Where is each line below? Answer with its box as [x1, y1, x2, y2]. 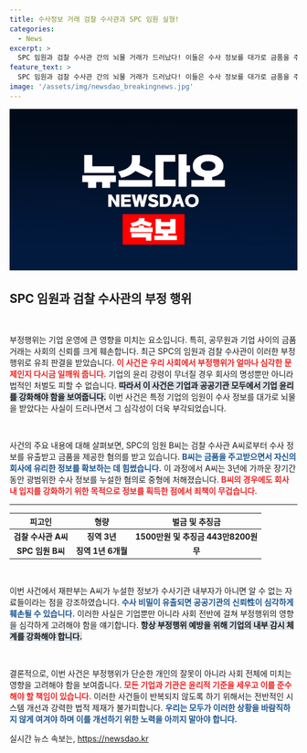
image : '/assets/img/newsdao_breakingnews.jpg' [9, 82, 195, 91]
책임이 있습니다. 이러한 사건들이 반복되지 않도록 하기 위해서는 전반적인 [35, 690, 285, 702]
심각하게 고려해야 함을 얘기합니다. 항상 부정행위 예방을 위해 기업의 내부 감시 [18, 619, 285, 630]
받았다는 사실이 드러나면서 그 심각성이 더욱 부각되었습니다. [18, 403, 227, 414]
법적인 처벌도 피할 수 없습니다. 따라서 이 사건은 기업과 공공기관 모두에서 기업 [9, 380, 278, 392]
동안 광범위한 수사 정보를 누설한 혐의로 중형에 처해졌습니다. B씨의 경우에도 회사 [9, 475, 290, 486]
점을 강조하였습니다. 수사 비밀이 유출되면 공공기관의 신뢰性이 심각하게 [48, 596, 294, 607]
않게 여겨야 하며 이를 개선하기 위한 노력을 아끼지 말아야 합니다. [18, 713, 238, 725]
